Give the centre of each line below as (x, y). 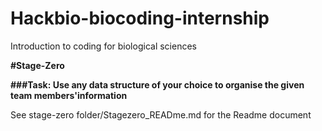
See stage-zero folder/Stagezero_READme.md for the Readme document (161, 114)
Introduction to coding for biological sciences (103, 46)
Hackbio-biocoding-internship (140, 18)
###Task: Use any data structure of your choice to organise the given (157, 84)
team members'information (69, 95)
